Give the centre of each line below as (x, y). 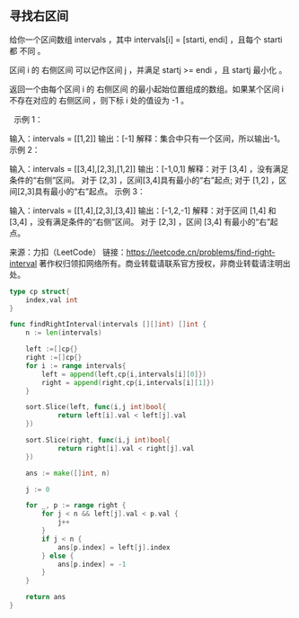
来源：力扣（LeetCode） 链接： (68, 252)
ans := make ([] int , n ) (68, 473)
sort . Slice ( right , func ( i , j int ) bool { (98, 440)
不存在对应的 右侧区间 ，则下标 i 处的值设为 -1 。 (99, 100)
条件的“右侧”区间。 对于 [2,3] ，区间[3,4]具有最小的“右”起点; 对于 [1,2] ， (144, 180)
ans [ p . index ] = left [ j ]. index (114, 547)
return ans (46, 597)
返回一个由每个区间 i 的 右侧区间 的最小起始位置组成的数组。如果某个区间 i (147, 89)
